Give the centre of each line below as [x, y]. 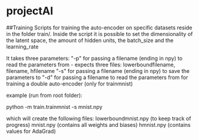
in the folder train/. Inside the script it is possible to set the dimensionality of [99, 34]
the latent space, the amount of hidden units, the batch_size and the [90, 40]
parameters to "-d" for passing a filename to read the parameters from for [97, 77]
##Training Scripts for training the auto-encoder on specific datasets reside [99, 28]
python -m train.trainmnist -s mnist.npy [54, 106]
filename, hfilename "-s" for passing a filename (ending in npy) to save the [98, 71]
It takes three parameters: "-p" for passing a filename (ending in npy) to [94, 58]
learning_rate [22, 47]
